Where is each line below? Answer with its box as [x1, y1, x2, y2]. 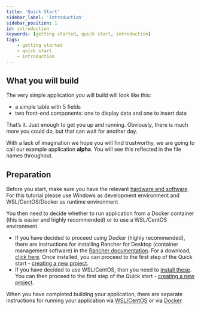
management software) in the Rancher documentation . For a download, [14, 247, 191, 254]
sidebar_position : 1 [6, 20, 58, 26]
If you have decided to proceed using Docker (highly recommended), [14, 234, 185, 242]
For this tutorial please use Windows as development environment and [6, 192, 179, 199]
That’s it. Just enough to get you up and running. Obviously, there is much [6, 121, 188, 129]
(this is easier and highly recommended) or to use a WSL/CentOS [6, 216, 167, 223]
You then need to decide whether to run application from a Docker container [6, 210, 194, 217]
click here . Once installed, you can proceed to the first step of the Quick [14, 254, 193, 261]
